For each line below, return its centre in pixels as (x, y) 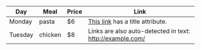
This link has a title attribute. (127, 21)
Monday (21, 21)
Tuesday (21, 35)
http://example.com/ (116, 39)
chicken (50, 35)
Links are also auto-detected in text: (139, 31)
